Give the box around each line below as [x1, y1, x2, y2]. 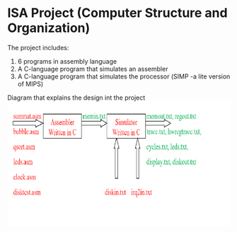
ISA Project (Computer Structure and [7, 5, 228, 21]
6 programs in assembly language [17, 57, 117, 65]
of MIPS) [17, 79, 44, 88]
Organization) [7, 20, 91, 36]
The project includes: [7, 43, 69, 52]
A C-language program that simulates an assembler [17, 64, 168, 73]
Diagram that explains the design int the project [7, 93, 146, 102]
